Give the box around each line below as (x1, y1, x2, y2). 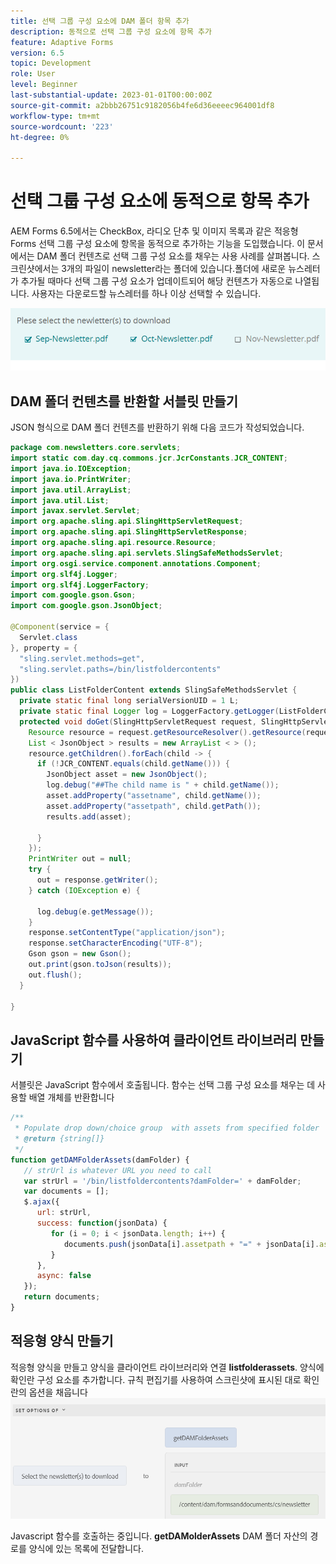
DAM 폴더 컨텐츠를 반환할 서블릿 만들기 (10, 393, 239, 410)
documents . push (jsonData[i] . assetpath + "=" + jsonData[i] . (63, 1239, 320, 1249)
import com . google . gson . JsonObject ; (10, 601, 163, 611)
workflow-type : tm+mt (10, 111, 101, 121)
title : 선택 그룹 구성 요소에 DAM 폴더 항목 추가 (10, 16, 190, 26)
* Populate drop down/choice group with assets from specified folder (14, 1123, 320, 1134)
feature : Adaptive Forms (10, 37, 114, 47)
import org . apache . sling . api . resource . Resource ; (10, 538, 217, 548)
